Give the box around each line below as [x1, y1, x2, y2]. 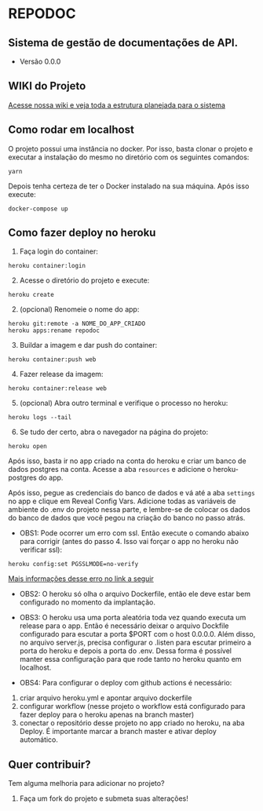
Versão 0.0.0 [19, 57, 61, 66]
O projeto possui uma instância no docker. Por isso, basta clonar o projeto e [8, 144, 254, 153]
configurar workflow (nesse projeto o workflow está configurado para [19, 702, 246, 711]
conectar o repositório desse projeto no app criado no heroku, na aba [19, 718, 245, 728]
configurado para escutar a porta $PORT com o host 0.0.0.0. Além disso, [19, 630, 256, 639]
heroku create [8, 291, 55, 299]
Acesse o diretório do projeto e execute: [19, 276, 150, 285]
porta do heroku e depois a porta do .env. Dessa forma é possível [19, 646, 232, 656]
